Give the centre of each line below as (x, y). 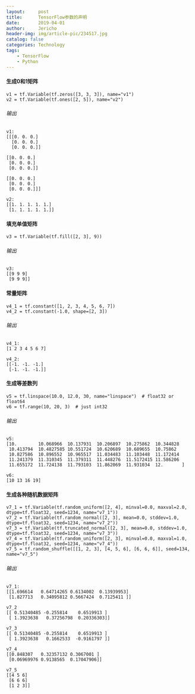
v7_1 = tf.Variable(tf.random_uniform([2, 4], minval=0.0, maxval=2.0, (97, 508)
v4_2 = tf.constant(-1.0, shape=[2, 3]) (57, 311)
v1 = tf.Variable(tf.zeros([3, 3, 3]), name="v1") (70, 94)
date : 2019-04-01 (36, 23)
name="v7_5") (22, 555)
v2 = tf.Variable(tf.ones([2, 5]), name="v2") (65, 99)
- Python (28, 61)
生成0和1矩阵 (22, 82)
